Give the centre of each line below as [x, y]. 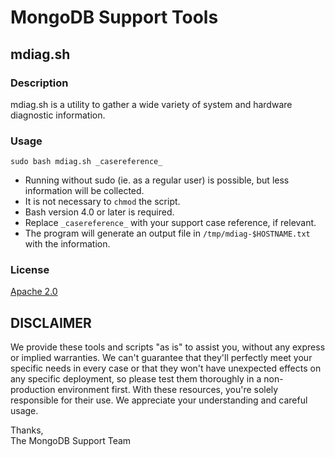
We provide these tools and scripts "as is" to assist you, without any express [168, 347]
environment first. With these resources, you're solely [168, 390]
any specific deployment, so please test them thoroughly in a [136, 379]
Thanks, [27, 430]
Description [39, 83]
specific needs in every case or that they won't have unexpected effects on [166, 368]
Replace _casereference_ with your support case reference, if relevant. [170, 223]
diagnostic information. [58, 115]
